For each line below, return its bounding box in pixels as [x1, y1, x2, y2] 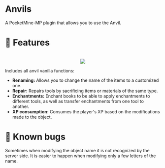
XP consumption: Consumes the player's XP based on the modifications [12, 108, 160, 114]
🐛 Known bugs [5, 132, 66, 142]
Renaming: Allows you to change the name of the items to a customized [12, 77, 159, 83]
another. [12, 103, 30, 109]
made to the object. [12, 114, 52, 120]
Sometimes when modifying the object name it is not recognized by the [5, 147, 150, 153]
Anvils [5, 3, 32, 15]
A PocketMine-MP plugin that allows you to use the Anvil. [5, 20, 122, 26]
